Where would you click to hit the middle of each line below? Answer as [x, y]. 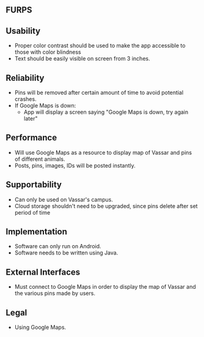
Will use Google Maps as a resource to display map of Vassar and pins [103, 152]
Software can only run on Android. [58, 246]
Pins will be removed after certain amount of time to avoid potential [99, 93]
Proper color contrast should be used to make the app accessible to [100, 46]
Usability [23, 31]
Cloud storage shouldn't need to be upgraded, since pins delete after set [106, 206]
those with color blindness [48, 52]
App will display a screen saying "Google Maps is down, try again [106, 112]
